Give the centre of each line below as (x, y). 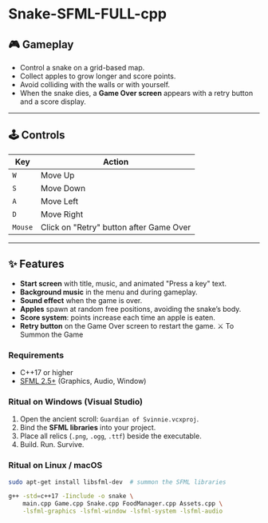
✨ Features (36, 264)
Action (116, 162)
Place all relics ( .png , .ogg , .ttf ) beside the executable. (110, 436)
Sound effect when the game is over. (81, 300)
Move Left (59, 201)
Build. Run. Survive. (52, 445)
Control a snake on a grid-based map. (82, 68)
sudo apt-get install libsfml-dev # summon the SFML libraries (117, 482)
